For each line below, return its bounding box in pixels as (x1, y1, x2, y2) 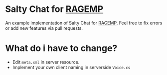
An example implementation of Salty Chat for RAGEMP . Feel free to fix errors (5, 20, 163, 26)
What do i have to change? (5, 43, 118, 54)
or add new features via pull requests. (5, 25, 83, 31)
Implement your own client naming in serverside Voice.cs (12, 64, 131, 70)
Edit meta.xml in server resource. (12, 59, 80, 65)
